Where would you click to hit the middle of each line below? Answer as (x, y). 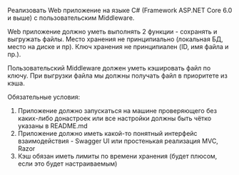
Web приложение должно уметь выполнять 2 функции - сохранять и (112, 32)
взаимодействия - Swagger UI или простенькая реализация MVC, (118, 141)
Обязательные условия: (44, 97)
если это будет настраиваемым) (67, 164)
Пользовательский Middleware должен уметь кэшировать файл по (109, 68)
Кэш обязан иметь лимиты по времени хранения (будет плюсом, (117, 156)
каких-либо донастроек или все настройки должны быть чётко (115, 118)
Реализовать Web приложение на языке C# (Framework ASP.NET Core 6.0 (120, 10)
